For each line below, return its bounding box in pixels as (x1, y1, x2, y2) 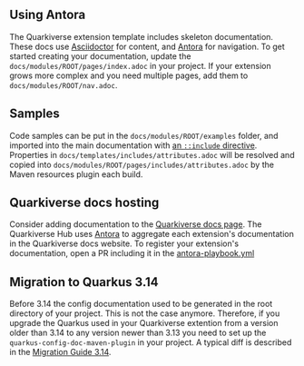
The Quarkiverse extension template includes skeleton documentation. (9, 31, 274, 42)
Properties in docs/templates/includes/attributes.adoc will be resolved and (9, 149, 295, 160)
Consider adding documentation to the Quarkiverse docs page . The (9, 219, 262, 230)
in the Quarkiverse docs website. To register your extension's (9, 238, 239, 249)
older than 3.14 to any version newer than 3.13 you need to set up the (9, 327, 267, 339)
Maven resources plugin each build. (9, 168, 143, 180)
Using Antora (9, 7, 86, 23)
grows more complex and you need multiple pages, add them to (9, 70, 249, 81)
